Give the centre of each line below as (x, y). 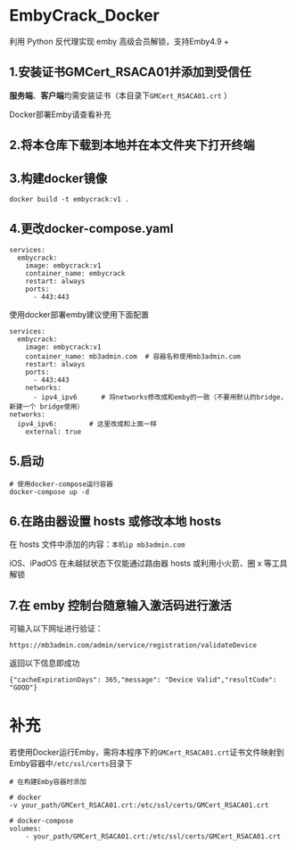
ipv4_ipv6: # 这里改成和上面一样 (87, 424)
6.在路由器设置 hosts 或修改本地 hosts (115, 521)
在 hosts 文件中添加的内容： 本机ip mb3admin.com (97, 544)
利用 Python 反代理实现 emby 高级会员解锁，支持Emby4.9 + (119, 41)
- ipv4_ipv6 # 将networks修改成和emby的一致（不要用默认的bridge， (160, 397)
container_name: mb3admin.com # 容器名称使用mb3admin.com (133, 356)
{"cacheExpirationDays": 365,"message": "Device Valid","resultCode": (143, 680)
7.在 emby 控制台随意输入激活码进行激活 (120, 605)
